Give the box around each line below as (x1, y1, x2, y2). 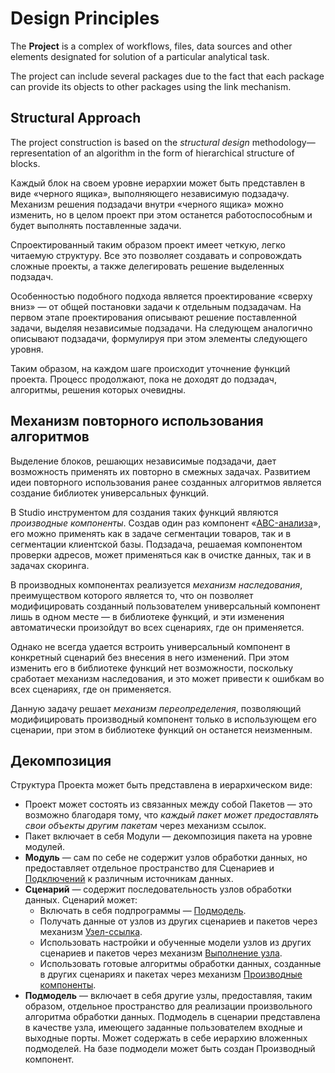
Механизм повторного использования (10, 413, 264, 430)
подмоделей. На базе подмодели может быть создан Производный (24, 1043, 316, 1055)
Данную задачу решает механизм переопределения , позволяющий (10, 702, 302, 714)
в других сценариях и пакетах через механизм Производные (39, 968, 303, 981)
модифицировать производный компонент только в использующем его (10, 713, 318, 725)
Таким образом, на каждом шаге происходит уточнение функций (10, 362, 291, 374)
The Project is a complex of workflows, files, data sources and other (10, 40, 293, 52)
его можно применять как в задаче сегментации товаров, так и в (10, 527, 292, 539)
